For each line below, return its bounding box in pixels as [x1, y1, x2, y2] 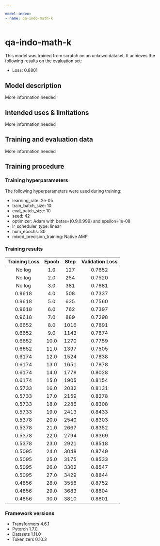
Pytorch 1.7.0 [12, 526, 38, 532]
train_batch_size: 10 [12, 203, 52, 208]
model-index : [5, 11, 32, 16]
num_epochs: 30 [12, 228, 46, 234]
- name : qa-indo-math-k [5, 16, 53, 21]
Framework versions [5, 510, 55, 516]
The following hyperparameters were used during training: [5, 188, 122, 194]
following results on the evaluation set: [5, 58, 82, 64]
